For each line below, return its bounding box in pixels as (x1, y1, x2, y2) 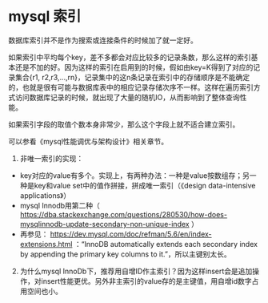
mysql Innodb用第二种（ (19, 200, 100, 210)
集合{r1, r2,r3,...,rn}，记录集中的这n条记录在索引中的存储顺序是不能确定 (14, 72, 250, 82)
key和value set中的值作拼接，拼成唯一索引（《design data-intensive (34, 180, 256, 190)
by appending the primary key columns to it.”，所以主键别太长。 (19, 249, 231, 259)
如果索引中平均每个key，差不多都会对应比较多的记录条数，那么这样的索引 (8, 52, 252, 62)
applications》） (19, 190, 71, 200)
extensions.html (19, 239, 73, 248)
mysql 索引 (8, 7, 82, 26)
